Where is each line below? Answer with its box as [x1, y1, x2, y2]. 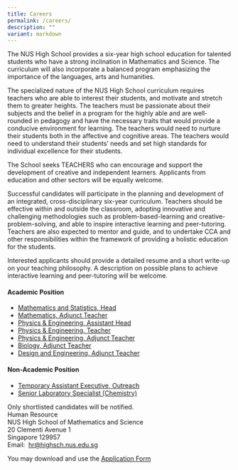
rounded [7, 117, 33, 125]
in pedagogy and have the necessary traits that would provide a [33, 117, 220, 125]
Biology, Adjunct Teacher [17, 341, 92, 350]
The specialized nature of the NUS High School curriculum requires [7, 86, 205, 95]
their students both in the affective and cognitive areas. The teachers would [7, 132, 229, 140]
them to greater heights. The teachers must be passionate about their [7, 101, 211, 110]
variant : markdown [7, 30, 62, 38]
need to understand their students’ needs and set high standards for [7, 140, 207, 148]
